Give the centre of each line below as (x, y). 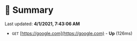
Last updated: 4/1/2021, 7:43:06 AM (42, 24)
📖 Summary (29, 10)
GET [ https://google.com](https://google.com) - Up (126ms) (72, 33)
